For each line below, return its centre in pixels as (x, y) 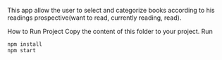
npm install (25, 44)
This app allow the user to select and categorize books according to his (111, 10)
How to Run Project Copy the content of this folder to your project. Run (110, 31)
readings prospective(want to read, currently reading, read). (94, 18)
